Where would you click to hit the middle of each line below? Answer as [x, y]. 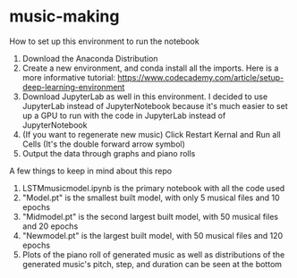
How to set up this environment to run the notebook [104, 41]
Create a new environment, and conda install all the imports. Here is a [150, 68]
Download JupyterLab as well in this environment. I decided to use [145, 97]
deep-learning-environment [73, 87]
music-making [64, 17]
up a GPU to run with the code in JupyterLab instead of [124, 115]
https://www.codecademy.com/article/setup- [201, 77]
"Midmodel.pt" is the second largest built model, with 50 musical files [150, 216]
